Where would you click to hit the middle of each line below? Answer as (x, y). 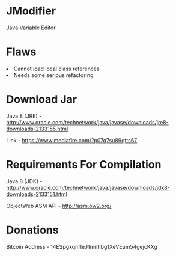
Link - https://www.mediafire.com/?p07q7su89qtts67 (72, 140)
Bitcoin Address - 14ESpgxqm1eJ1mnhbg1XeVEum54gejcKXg (82, 246)
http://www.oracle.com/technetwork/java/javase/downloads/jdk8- (88, 187)
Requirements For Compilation (84, 165)
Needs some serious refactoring (54, 75)
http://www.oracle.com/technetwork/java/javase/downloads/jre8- (88, 122)
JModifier (31, 11)
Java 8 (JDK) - (24, 181)
